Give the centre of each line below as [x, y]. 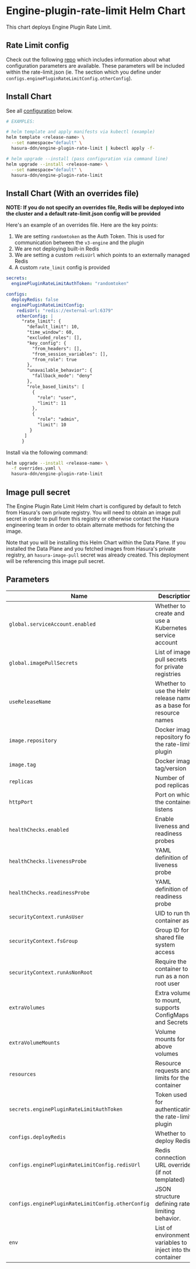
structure [167, 1196]
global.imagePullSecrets [43, 663]
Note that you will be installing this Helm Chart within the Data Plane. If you [96, 542]
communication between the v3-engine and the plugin [79, 243]
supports [167, 1007]
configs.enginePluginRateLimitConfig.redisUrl [75, 1165]
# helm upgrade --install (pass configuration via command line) [87, 159]
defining [166, 1203]
